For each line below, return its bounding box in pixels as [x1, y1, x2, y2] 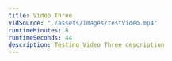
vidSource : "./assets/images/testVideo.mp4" [8, 19, 158, 27]
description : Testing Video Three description [8, 41, 165, 49]
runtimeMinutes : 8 [8, 26, 69, 34]
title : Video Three [8, 11, 73, 20]
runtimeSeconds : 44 [8, 33, 73, 42]
